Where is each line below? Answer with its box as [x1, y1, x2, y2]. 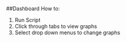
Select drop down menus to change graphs [14, 29, 121, 36]
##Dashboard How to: [6, 5, 60, 12]
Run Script [14, 17, 41, 23]
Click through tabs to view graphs [14, 23, 98, 30]
